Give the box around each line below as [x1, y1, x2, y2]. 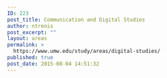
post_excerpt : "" [7, 28, 57, 36]
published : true [7, 54, 53, 61]
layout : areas [7, 35, 48, 42]
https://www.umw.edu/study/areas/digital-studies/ [13, 48, 161, 55]
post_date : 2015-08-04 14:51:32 [7, 60, 99, 67]
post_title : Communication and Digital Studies [7, 16, 146, 23]
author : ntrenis [7, 22, 53, 29]
